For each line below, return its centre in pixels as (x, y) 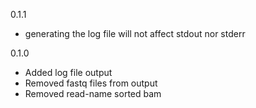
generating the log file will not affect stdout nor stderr (135, 33)
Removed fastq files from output (91, 83)
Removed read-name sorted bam (93, 93)
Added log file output (68, 72)
